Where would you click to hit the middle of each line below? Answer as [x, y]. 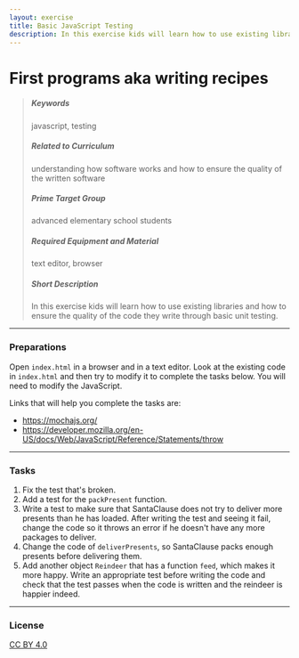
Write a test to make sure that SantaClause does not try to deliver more [152, 509]
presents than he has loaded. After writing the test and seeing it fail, [146, 518]
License [27, 625]
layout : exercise [41, 17]
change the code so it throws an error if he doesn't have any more [143, 528]
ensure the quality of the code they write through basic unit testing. [154, 316]
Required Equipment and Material [95, 241]
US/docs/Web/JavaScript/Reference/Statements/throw [123, 439]
